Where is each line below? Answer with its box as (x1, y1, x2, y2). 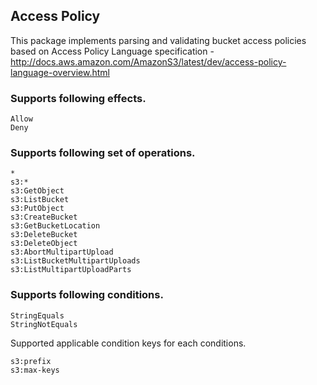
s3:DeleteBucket (10, 230, 78, 240)
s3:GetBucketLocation (10, 221, 101, 231)
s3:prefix (10, 356, 52, 366)
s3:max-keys (10, 365, 60, 375)
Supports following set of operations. (10, 146, 196, 160)
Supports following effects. (10, 91, 147, 105)
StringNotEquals (10, 319, 78, 329)
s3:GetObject (10, 186, 65, 196)
